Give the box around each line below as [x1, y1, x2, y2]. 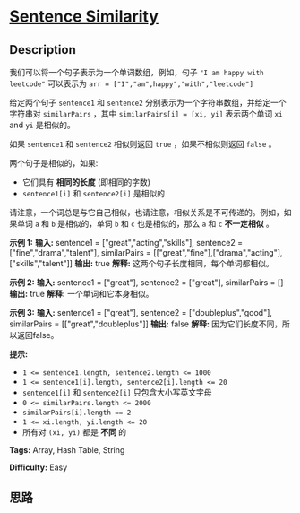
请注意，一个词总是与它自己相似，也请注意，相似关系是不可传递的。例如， [9, 207, 284, 217]
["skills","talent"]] [9, 258, 73, 268]
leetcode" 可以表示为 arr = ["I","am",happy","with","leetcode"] [9, 78, 253, 89]
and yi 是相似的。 [9, 119, 75, 130]
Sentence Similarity [9, 6, 159, 27]
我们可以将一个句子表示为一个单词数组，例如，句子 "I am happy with [9, 67, 264, 77]
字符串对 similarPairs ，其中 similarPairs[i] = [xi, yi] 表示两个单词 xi [9, 109, 284, 118]
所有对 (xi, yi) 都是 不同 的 [21, 427, 127, 437]
